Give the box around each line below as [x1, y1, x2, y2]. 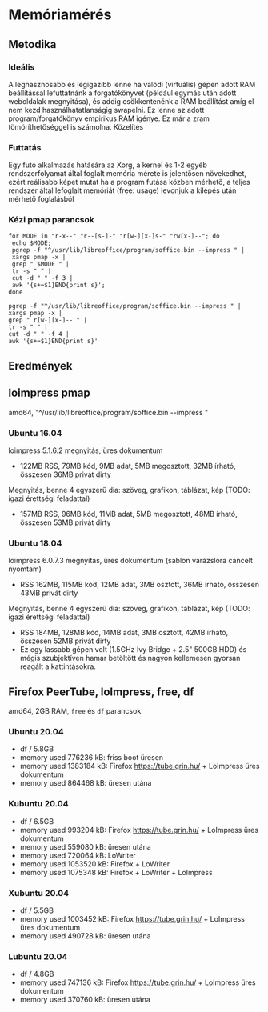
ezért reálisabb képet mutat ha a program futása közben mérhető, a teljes [8, 178, 250, 187]
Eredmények [8, 358, 73, 373]
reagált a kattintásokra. [19, 662, 96, 671]
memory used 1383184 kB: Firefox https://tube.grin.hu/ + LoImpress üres [19, 762, 260, 771]
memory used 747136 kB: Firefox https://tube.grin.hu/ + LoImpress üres [19, 978, 256, 987]
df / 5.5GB [19, 906, 54, 915]
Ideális [8, 62, 35, 73]
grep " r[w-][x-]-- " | [8, 316, 88, 325]
